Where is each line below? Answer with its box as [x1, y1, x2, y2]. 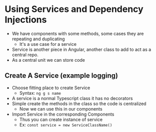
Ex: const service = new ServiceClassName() [19, 122, 112, 128]
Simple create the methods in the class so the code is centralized [11, 101, 146, 107]
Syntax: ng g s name [19, 90, 61, 96]
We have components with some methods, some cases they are [11, 30, 144, 36]
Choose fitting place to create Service [11, 85, 90, 91]
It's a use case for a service [19, 41, 77, 47]
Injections [4, 14, 47, 25]
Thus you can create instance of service [19, 116, 103, 123]
